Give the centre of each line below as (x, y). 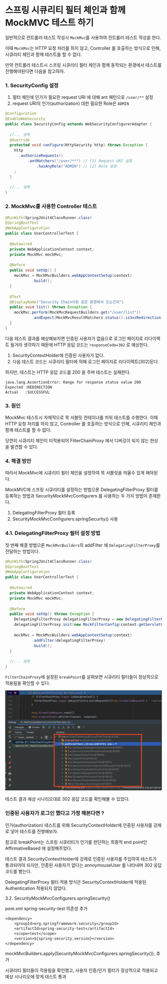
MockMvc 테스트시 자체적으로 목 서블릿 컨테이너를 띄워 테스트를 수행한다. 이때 (82, 418)
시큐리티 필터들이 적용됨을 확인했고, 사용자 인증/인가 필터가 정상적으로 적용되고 (82, 970)
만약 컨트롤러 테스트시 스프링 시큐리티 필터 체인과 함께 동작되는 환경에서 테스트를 (83, 65)
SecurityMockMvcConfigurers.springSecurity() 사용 (65, 519)
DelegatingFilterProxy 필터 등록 (44, 513)
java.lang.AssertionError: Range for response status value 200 (73, 382)
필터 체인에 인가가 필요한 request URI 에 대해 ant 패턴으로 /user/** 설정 (83, 97)
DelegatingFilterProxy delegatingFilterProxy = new (69, 619)
